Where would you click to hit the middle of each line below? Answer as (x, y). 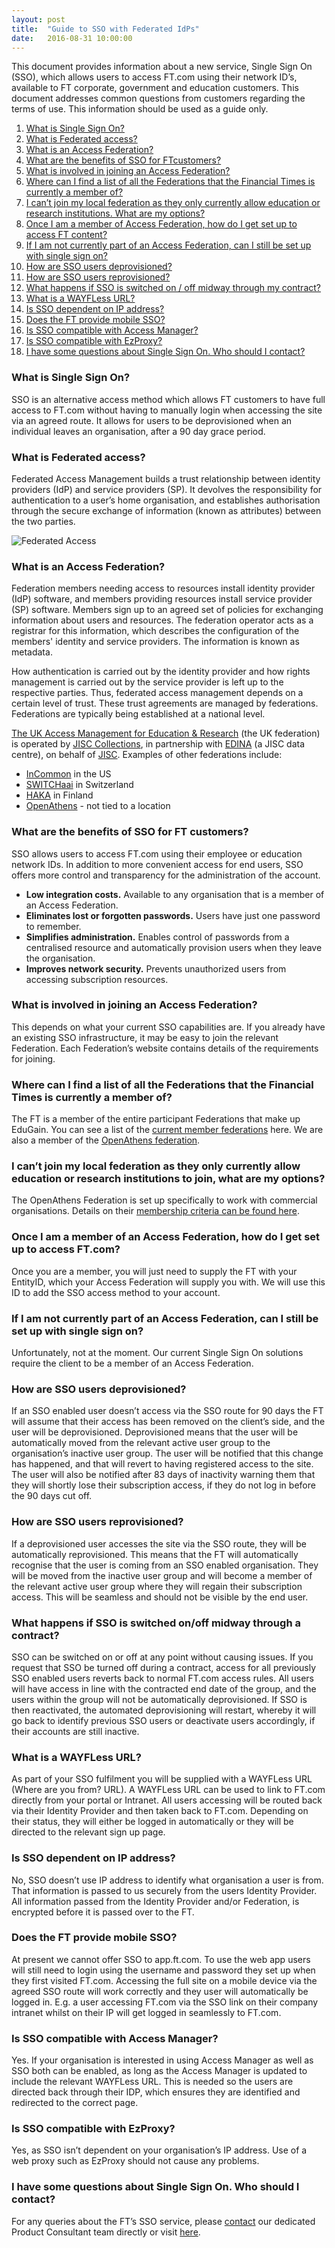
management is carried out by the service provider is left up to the (147, 682)
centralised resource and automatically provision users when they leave (174, 947)
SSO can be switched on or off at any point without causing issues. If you (162, 1657)
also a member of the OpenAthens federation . (106, 1140)
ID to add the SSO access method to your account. (116, 1292)
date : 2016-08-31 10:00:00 (72, 38)
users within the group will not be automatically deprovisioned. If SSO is (159, 1699)
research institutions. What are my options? (115, 213)
